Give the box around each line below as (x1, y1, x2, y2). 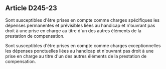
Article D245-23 (5, 4, 58, 12)
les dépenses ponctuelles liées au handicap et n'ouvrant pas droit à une (5, 48, 154, 54)
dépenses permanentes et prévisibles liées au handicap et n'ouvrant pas (5, 22, 155, 28)
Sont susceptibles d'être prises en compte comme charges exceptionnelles (5, 42, 161, 49)
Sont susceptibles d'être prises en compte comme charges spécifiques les (5, 17, 159, 23)
